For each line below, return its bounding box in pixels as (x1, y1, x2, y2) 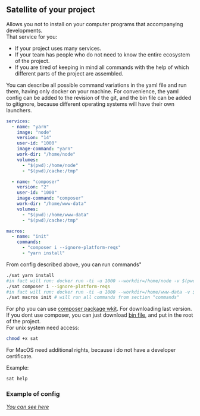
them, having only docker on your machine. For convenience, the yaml (6, 87, 179, 94)
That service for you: (6, 33, 58, 40)
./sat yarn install (6, 272, 55, 278)
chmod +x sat (6, 336, 39, 342)
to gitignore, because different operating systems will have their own (6, 100, 174, 108)
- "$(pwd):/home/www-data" (21, 212, 89, 218)
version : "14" (17, 135, 52, 141)
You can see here (6, 404, 49, 411)
